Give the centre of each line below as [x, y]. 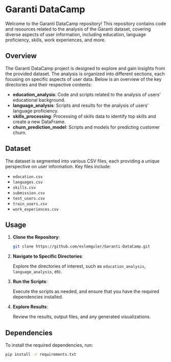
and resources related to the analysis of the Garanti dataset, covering [78, 29]
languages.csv [28, 182]
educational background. [39, 100]
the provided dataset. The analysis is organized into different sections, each [85, 74]
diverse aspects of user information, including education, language [76, 34]
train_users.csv [30, 204]
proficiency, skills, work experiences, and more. [56, 40]
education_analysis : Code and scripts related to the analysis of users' [87, 94]
